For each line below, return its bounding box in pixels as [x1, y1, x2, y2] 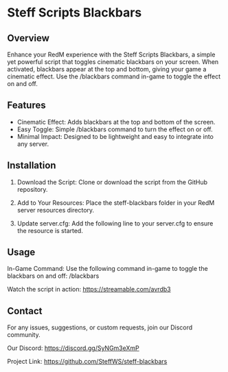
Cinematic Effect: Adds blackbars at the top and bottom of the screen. [16, 118, 216, 126]
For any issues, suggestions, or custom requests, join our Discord [7, 323, 193, 331]
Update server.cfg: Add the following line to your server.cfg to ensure [16, 219, 214, 228]
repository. [16, 185, 48, 193]
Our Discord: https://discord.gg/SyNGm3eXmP [7, 344, 139, 352]
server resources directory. [16, 206, 95, 214]
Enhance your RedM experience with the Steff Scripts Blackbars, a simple [7, 50, 216, 58]
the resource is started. [16, 226, 84, 234]
